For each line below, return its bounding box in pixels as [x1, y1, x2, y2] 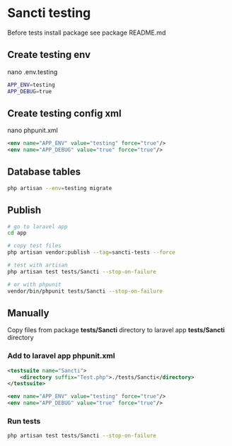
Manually [7, 307, 50, 319]
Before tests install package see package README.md [7, 28, 166, 37]
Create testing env [7, 49, 91, 61]
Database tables [7, 166, 81, 178]
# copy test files [7, 242, 62, 250]
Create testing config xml [7, 107, 122, 119]
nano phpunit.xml [7, 126, 59, 135]
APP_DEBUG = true [7, 88, 52, 95]
